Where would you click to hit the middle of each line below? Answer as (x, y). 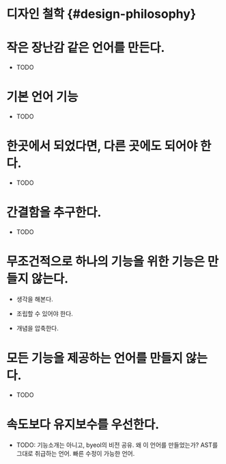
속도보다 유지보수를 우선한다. (83, 424)
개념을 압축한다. (37, 328)
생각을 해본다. (35, 299)
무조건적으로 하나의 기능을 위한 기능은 (106, 262)
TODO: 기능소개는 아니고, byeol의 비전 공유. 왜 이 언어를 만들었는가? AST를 (117, 445)
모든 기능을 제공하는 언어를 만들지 (95, 358)
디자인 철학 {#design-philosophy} (101, 14)
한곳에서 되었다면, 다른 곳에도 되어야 (102, 146)
